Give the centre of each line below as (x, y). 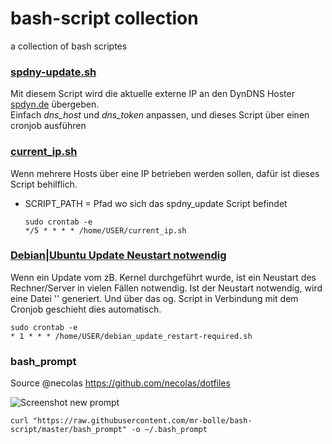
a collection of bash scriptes (69, 46)
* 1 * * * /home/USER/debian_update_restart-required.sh (131, 336)
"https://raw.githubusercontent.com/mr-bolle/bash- (142, 421)
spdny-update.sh (53, 72)
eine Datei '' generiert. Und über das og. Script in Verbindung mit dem (154, 298)
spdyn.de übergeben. (55, 104)
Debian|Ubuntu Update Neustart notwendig (118, 255)
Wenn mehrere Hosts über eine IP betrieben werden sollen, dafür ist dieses (165, 173)
